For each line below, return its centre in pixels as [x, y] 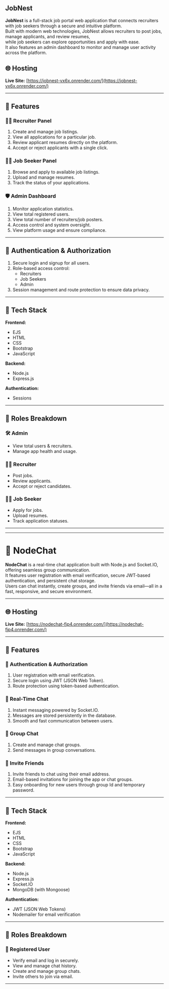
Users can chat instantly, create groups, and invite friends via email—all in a [84, 586]
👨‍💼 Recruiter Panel [28, 120]
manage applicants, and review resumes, [48, 36]
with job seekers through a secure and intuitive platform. [64, 26]
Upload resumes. [30, 515]
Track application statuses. [40, 520]
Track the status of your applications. [51, 182]
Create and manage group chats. [47, 971]
